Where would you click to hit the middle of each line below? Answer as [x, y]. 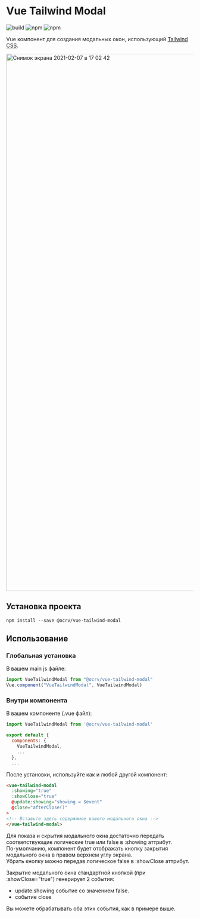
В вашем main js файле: [36, 669]
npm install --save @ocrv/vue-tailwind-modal [63, 620]
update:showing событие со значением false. [72, 891]
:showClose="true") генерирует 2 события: [60, 879]
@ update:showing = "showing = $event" [57, 802]
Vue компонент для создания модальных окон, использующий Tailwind [97, 39]
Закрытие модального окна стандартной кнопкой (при [76, 873]
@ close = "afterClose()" [40, 808]
